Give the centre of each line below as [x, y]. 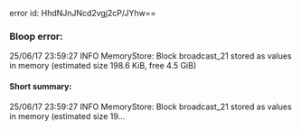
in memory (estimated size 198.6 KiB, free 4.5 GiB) [103, 66]
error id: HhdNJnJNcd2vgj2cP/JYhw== [83, 13]
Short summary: [41, 86]
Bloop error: [36, 36]
